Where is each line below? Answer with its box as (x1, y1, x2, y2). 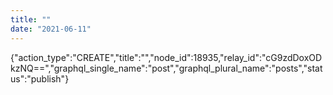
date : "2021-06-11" (10, 24, 92, 34)
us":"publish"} (10, 72, 70, 85)
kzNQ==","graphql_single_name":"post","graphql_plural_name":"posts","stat (10, 62, 323, 74)
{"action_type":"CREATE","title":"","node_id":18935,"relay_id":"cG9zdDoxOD (10, 51, 323, 63)
